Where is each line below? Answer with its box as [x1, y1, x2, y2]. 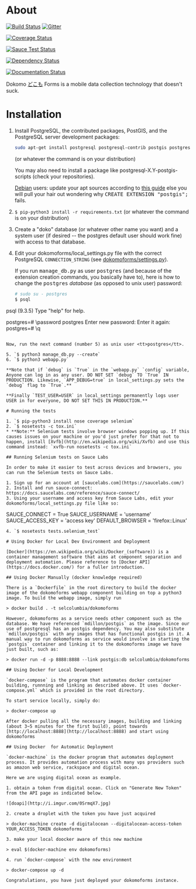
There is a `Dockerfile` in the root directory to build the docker [6, 584, 177, 590]
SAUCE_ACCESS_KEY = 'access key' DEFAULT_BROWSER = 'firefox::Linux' [6, 517, 187, 524]
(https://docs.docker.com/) [6, 564, 75, 570]
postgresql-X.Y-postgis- [119, 167, 178, 174]
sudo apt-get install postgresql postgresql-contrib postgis [14, 144, 167, 150]
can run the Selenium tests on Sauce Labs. [6, 469, 114, 475]
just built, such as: [6, 646, 59, 652]
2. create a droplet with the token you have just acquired [6, 810, 156, 816]
